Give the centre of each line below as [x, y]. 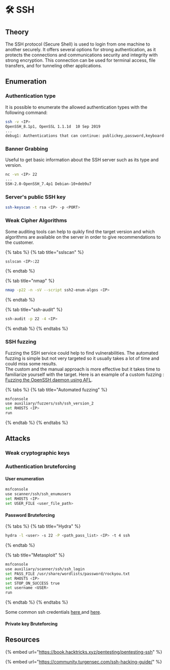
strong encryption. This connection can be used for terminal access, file [80, 60]
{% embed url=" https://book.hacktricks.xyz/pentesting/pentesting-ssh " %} [84, 652]
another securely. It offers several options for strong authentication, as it [80, 49]
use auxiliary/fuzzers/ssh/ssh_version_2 [50, 403]
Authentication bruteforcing [40, 467]
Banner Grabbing [27, 149]
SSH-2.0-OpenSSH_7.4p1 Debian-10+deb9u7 [49, 184]
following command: [27, 113]
